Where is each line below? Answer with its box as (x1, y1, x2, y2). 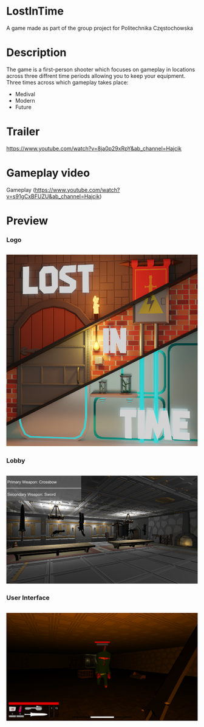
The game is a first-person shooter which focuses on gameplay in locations (6, 66, 195, 73)
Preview (6, 214, 49, 227)
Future (15, 103, 32, 111)
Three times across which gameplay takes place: (6, 78, 129, 86)
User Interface (6, 594, 50, 602)
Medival (15, 90, 35, 98)
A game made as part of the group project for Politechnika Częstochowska (6, 24, 193, 32)
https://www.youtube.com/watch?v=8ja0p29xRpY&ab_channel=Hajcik (6, 145, 182, 152)
